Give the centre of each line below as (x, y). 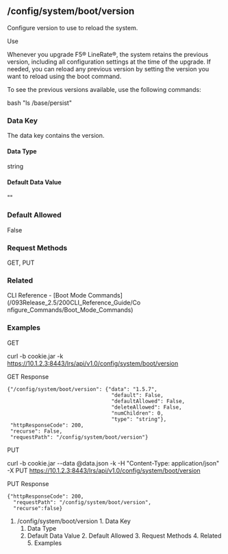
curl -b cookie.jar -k (35, 356)
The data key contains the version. (56, 136)
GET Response (28, 376)
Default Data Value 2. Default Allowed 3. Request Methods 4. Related (124, 535)
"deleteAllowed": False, (147, 407)
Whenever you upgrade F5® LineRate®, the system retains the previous (108, 54)
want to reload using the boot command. (64, 76)
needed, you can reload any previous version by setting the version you (108, 69)
